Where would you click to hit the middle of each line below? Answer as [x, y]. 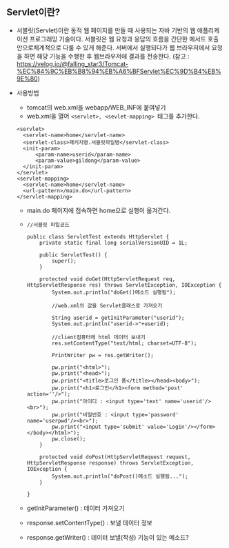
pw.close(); [69, 439]
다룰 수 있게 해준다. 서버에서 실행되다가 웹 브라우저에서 [136, 48]
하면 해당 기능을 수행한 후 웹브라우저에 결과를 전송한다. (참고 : [107, 56]
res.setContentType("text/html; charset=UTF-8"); [124, 343]
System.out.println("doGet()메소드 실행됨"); [114, 292]
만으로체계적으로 [39, 48]
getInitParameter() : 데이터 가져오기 [76, 508]
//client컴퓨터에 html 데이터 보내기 [98, 337]
